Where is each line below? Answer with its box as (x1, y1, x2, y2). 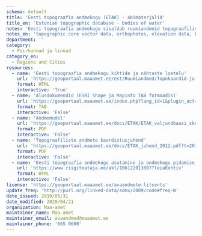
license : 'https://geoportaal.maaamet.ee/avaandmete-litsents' (6, 182, 168, 188)
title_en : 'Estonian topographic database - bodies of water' (6, 20, 165, 26)
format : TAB (17, 103, 47, 110)
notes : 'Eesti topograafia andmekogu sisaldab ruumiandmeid (6, 25, 161, 32)
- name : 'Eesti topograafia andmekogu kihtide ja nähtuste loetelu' (11, 70, 187, 76)
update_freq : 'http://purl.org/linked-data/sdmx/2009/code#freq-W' (6, 187, 179, 193)
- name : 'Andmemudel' (11, 115, 66, 121)
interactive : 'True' (17, 87, 69, 93)
